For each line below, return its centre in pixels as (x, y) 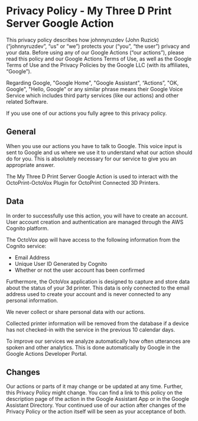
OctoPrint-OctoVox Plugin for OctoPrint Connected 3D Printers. (83, 182)
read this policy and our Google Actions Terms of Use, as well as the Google (99, 59)
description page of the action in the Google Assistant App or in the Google (98, 399)
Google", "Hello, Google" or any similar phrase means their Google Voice (95, 89)
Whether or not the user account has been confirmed (79, 270)
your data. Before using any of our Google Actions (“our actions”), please (95, 52)
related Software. (27, 101)
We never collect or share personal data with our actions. (76, 311)
